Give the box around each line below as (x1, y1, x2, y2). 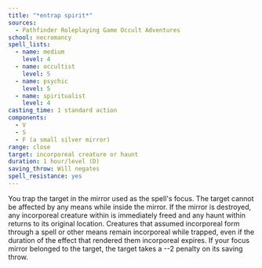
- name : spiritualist (15, 92, 86, 100)
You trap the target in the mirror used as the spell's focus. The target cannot (8, 193, 254, 203)
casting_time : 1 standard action (8, 107, 118, 115)
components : (8, 114, 47, 122)
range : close (8, 143, 51, 151)
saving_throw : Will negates (8, 165, 100, 173)
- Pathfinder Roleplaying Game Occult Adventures (15, 26, 180, 34)
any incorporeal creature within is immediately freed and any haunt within (8, 210, 246, 220)
